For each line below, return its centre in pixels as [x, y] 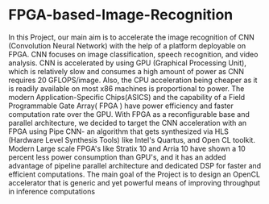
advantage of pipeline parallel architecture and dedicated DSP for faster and [135, 165]
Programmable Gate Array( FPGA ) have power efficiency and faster [121, 106]
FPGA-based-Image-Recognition [121, 15]
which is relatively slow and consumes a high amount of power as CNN [126, 71]
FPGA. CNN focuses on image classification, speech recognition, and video [133, 54]
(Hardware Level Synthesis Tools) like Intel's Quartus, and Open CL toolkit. [132, 139]
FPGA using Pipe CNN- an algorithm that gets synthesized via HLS [119, 131]
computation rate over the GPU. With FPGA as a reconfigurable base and [129, 114]
